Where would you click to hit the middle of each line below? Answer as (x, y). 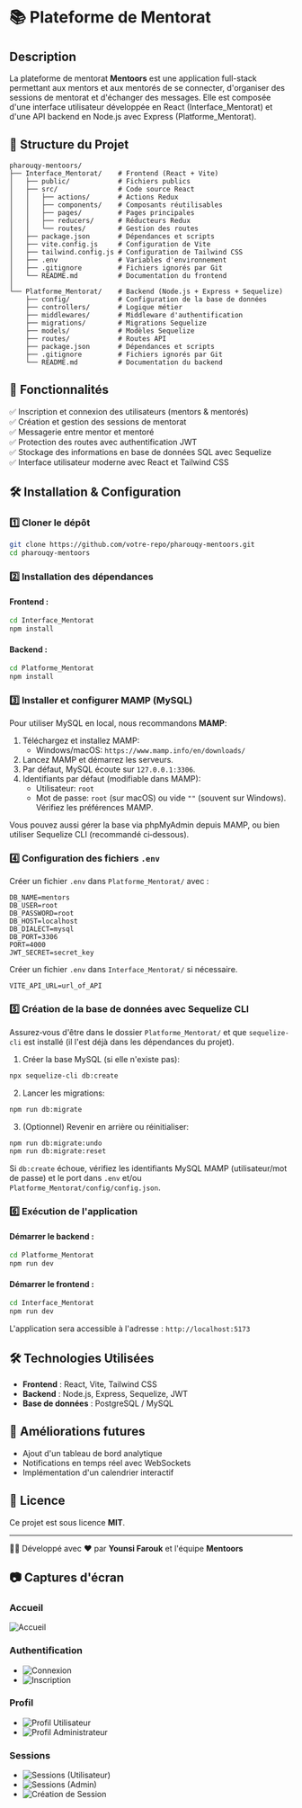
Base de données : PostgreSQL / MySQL (98, 1403)
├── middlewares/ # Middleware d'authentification (134, 315)
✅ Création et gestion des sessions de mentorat (98, 421)
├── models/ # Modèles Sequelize (110, 331)
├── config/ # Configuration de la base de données (147, 299)
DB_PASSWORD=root (42, 914)
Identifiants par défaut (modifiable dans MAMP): (111, 779)
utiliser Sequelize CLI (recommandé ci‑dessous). (99, 835)
